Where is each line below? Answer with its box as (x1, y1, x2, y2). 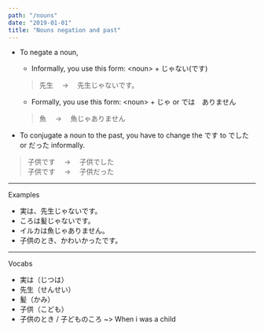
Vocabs (8, 259, 33, 268)
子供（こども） (19, 304, 68, 314)
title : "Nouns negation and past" (8, 26, 122, 34)
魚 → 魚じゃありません (38, 114, 126, 123)
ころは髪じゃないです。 (19, 216, 95, 226)
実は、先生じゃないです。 (19, 206, 102, 216)
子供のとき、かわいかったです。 (19, 236, 123, 245)
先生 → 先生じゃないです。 (38, 80, 139, 90)
